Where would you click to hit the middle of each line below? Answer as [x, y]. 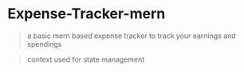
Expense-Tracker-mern [87, 14]
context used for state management [86, 59]
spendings [44, 44]
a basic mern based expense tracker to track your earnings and [131, 36]
